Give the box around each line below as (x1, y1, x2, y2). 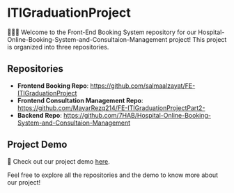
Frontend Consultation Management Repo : (17, 96, 143, 105)
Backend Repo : (17, 111, 63, 119)
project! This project (169, 35, 227, 43)
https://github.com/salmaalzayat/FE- (90, 82, 196, 90)
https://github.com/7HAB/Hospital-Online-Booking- (63, 111, 211, 119)
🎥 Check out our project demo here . (7, 157, 110, 165)
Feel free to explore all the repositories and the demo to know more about (7, 171, 218, 179)
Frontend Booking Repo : (17, 82, 89, 90)
